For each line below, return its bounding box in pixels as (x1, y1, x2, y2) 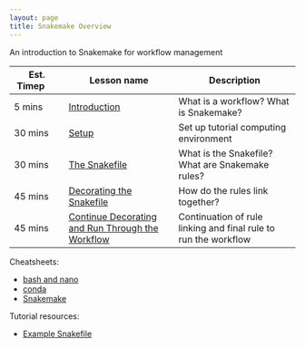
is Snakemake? (178, 106, 242, 119)
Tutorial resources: (9, 310, 80, 322)
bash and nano (22, 274, 79, 285)
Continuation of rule (178, 210, 263, 223)
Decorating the (68, 184, 133, 197)
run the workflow (178, 233, 251, 246)
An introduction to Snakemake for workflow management (9, 46, 223, 57)
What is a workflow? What (178, 94, 290, 107)
